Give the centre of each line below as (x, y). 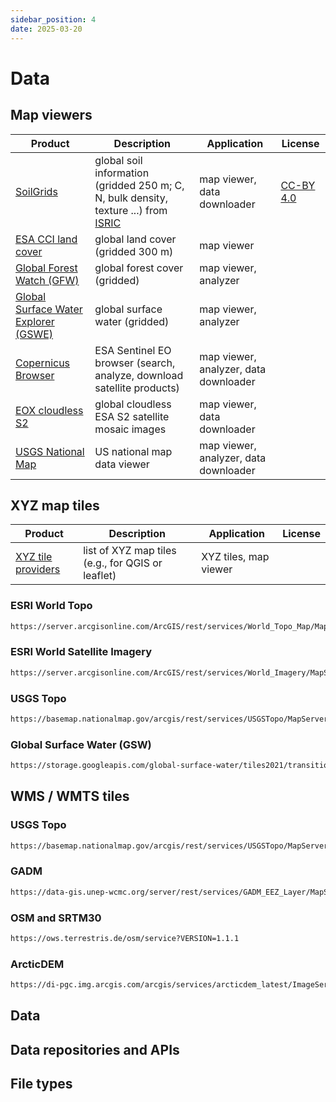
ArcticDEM (37, 964)
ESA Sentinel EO (133, 350)
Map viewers (51, 115)
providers (38, 569)
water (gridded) (132, 321)
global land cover (135, 239)
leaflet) (100, 576)
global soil (118, 160)
